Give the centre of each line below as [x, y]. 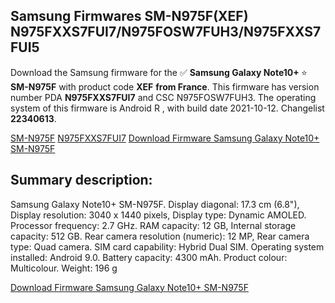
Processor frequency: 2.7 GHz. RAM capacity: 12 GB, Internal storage [153, 225]
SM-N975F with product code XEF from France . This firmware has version [165, 86]
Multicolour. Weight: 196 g [64, 268]
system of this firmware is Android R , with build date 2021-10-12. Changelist [167, 108]
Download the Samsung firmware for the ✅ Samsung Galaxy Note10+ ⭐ [159, 72]
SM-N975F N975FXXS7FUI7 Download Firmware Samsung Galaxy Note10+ [165, 138]
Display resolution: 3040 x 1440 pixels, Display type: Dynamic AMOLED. [158, 215]
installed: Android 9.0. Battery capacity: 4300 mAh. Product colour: [149, 257]
